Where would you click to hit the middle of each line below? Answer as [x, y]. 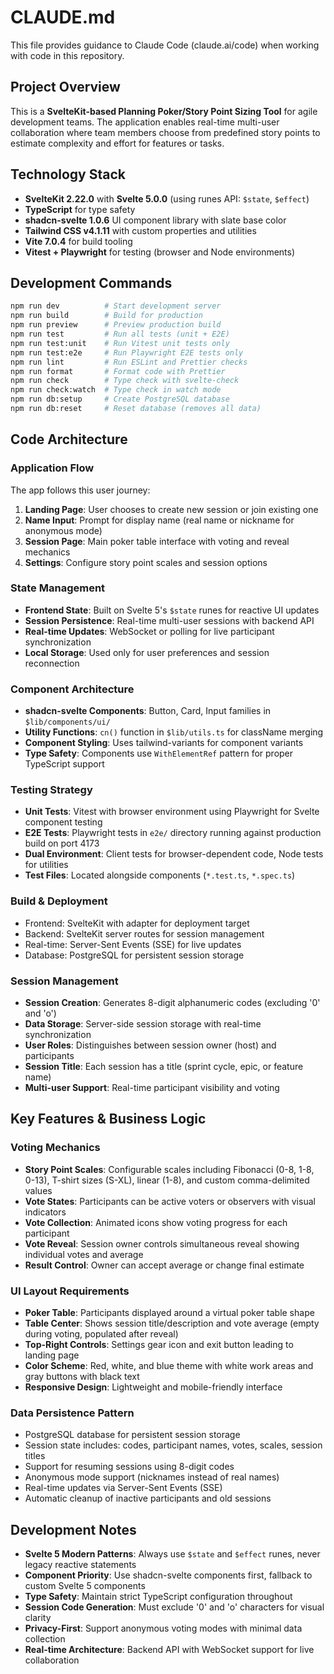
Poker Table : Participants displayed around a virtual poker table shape [169, 1313]
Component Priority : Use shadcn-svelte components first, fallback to [168, 1575]
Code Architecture [69, 439]
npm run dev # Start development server [116, 306]
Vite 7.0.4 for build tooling [78, 241]
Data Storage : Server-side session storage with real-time [143, 1024]
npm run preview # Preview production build [116, 325]
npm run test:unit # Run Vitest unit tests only [120, 343]
